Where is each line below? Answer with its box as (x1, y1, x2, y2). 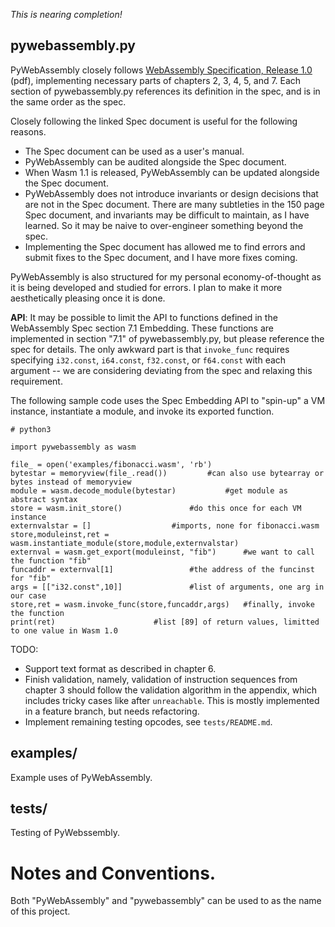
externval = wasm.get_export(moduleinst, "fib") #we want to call (10, 547, 315, 557)
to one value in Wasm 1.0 (10, 625, 118, 636)
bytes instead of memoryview (10, 477, 132, 487)
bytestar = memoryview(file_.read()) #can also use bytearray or (10, 468, 325, 478)
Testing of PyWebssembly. (10, 827, 120, 839)
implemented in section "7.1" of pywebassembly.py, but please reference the (10, 332, 325, 344)
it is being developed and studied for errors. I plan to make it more (10, 281, 283, 293)
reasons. (10, 125, 47, 138)
